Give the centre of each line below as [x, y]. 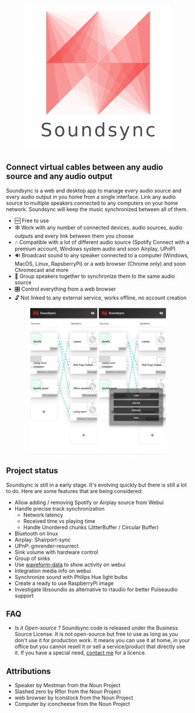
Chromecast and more [41, 270]
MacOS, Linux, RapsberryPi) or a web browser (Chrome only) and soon [100, 263]
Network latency [43, 515]
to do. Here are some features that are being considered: [74, 491]
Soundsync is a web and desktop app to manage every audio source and [94, 190]
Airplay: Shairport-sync [43, 539]
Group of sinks [32, 558]
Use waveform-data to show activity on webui [70, 564]
